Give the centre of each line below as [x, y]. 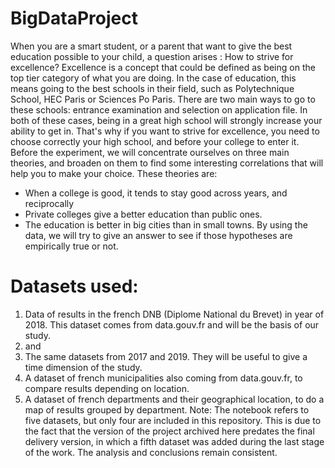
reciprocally [49, 203]
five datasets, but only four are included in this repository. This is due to [173, 420]
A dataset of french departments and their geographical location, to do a [174, 399]
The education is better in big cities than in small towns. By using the [166, 224]
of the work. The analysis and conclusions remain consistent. [151, 452]
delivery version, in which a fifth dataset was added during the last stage [174, 441]
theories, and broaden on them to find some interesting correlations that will [167, 163]
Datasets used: [74, 286]
